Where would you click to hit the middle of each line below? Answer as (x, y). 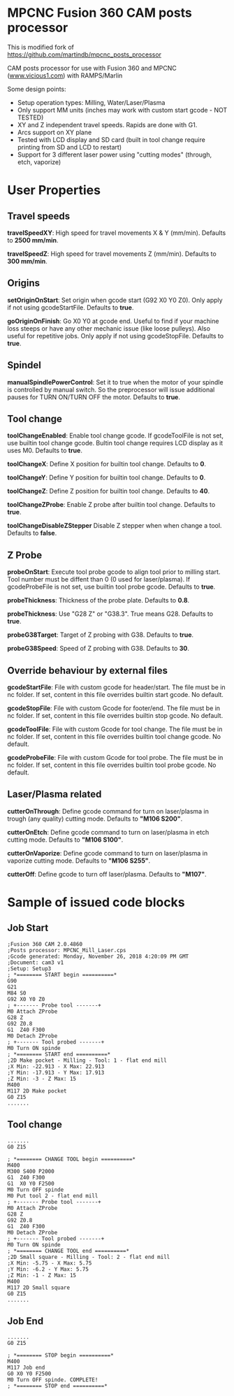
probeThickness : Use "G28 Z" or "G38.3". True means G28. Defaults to (110, 614)
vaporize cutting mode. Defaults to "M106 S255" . (79, 861)
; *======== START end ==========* (59, 1054)
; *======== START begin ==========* (62, 974)
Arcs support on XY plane (54, 132)
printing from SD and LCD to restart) (70, 147)
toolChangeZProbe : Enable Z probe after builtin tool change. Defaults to (111, 505)
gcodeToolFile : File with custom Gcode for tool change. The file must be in (115, 729)
